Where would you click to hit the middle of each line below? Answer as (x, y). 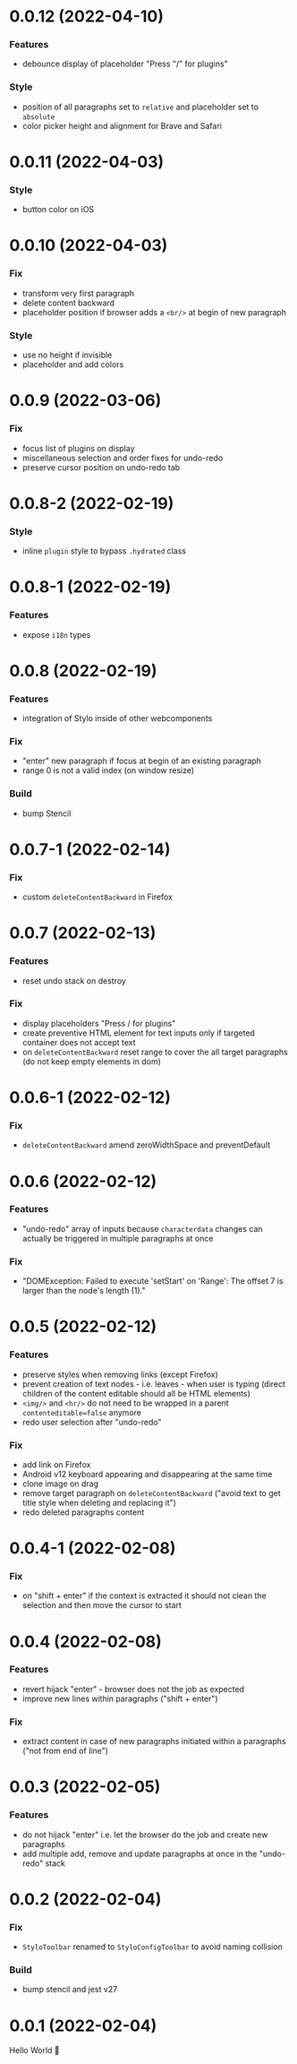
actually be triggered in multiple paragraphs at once (118, 1238)
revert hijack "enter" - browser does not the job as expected (133, 1689)
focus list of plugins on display (79, 448)
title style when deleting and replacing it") (99, 1502)
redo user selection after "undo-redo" (92, 1422)
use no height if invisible (67, 355)
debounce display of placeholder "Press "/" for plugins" (125, 64)
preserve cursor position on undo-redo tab (101, 467)
